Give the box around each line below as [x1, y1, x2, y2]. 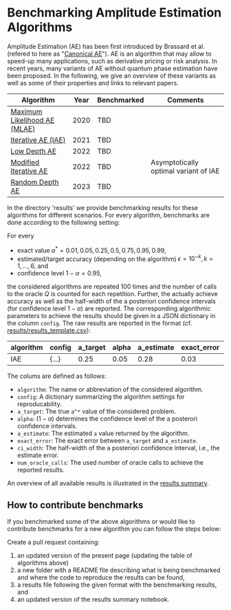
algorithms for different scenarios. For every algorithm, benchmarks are [7, 211, 210, 219]
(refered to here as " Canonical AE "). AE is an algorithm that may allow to [7, 50, 212, 58]
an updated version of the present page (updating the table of [16, 551, 192, 560]
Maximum [10, 107, 43, 116]
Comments [167, 95, 204, 105]
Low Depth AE [10, 146, 57, 156]
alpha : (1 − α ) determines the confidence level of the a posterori [16, 414, 198, 423]
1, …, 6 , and [16, 262, 49, 270]
